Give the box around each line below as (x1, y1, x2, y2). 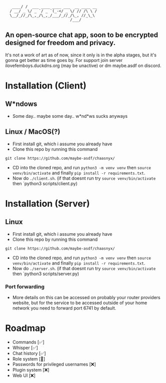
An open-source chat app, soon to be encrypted (5, 31, 158, 39)
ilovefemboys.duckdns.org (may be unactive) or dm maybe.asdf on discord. (5, 62, 161, 68)
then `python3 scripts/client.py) (12, 180, 77, 186)
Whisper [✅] (12, 345, 38, 351)
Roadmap (5, 323, 46, 334)
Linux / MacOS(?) (5, 127, 60, 136)
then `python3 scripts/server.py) (12, 271, 79, 277)
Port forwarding (5, 283, 45, 290)
